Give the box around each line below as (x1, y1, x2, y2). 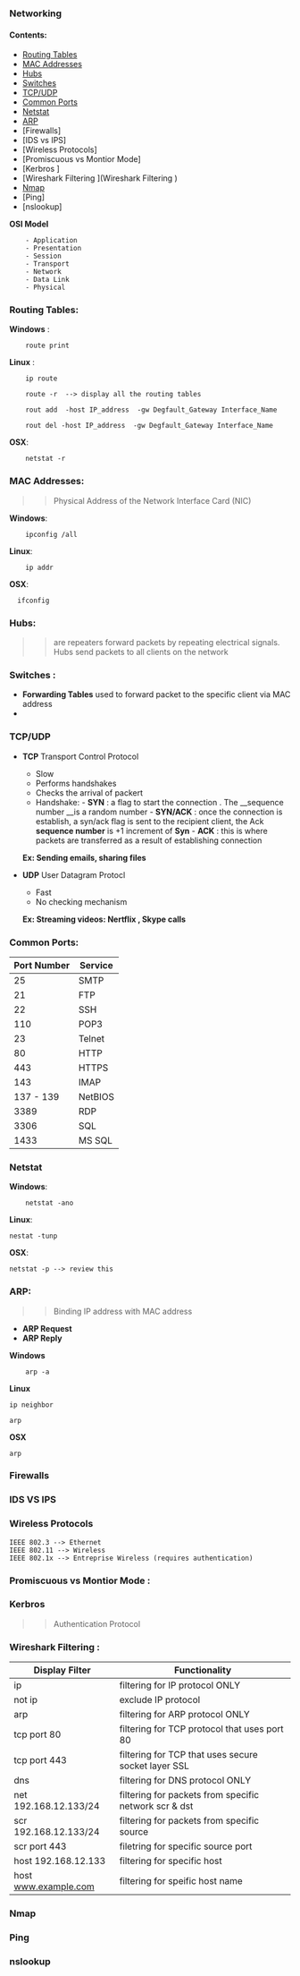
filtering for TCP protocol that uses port (119, 1723, 284, 1735)
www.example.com (13, 1880, 96, 1893)
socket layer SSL (119, 1759, 190, 1772)
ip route (25, 374, 58, 383)
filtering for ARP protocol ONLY (119, 1708, 250, 1721)
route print (25, 341, 70, 351)
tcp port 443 (13, 1754, 67, 1767)
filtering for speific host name (119, 1875, 243, 1887)
